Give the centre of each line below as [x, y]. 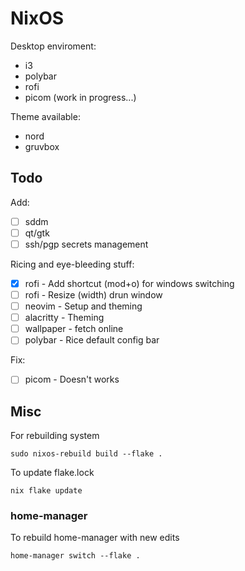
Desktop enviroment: [53, 46]
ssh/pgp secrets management [86, 244]
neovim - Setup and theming [83, 306]
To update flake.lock [52, 473]
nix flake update [46, 491]
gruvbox [42, 146]
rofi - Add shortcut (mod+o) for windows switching [129, 283]
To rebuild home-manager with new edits [95, 538]
